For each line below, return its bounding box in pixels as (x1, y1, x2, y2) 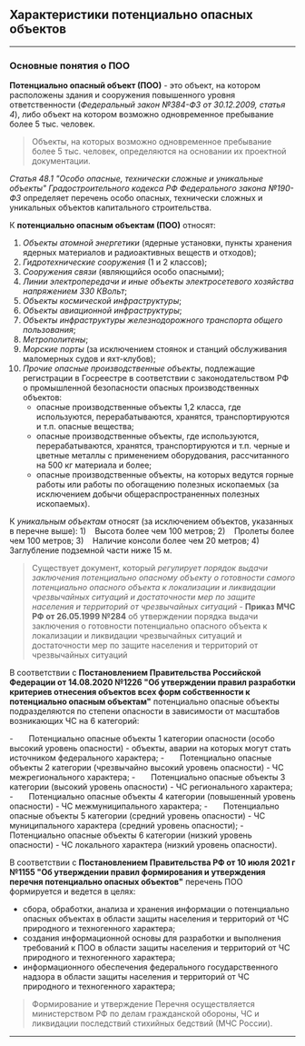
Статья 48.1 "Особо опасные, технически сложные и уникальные (9, 173, 264, 185)
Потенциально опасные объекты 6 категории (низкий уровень (9, 830, 252, 840)
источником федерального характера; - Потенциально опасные (9, 752, 272, 763)
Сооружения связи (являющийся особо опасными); (22, 267, 225, 277)
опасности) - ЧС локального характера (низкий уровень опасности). (9, 840, 278, 850)
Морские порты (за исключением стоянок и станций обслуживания (22, 344, 288, 355)
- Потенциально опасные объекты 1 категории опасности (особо (9, 733, 275, 744)
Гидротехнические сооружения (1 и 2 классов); (22, 256, 208, 267)
